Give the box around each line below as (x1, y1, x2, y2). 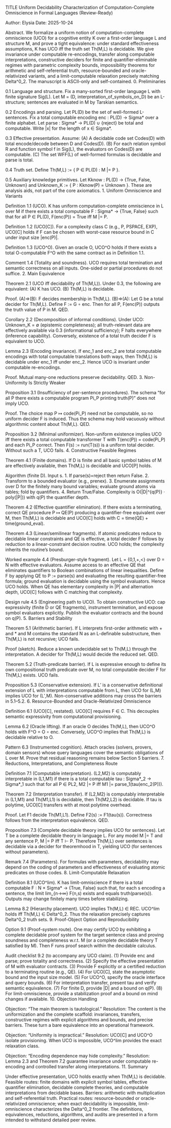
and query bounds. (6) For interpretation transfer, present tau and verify (5, 980, 157, 986)
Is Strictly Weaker (29, 380, 66, 386)
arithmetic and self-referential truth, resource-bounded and (5, 67, 130, 74)
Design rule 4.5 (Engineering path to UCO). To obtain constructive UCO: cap (5, 599, 166, 605)
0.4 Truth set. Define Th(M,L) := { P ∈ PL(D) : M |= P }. (5, 167, 120, 173)
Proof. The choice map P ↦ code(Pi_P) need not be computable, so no (5, 411, 153, 416)
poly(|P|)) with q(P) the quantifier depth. (5, 494, 90, 500)
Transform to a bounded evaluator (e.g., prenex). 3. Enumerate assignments (5, 478, 165, 484)
